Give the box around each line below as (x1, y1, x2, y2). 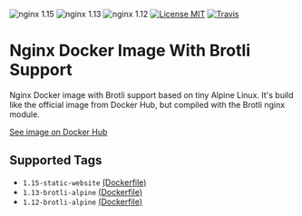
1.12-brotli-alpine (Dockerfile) (22, 196, 143, 207)
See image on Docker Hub (9, 126, 108, 137)
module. (9, 109, 41, 120)
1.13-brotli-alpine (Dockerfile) (22, 186, 143, 197)
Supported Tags (9, 152, 102, 168)
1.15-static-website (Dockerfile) (22, 177, 147, 188)
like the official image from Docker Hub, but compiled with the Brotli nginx (9, 99, 286, 110)
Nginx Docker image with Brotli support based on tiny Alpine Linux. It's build (9, 89, 294, 100)
